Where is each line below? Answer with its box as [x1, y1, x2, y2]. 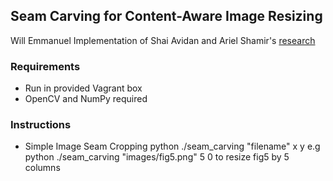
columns [24, 162, 61, 174]
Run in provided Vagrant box [24, 82, 143, 94]
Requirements [10, 59, 81, 73]
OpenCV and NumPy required [24, 93, 148, 105]
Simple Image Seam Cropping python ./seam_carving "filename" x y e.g [24, 140, 321, 153]
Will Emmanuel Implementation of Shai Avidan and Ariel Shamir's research [10, 34, 316, 46]
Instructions [10, 118, 72, 132]
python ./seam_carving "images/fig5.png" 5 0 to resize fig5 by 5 [24, 151, 290, 163]
